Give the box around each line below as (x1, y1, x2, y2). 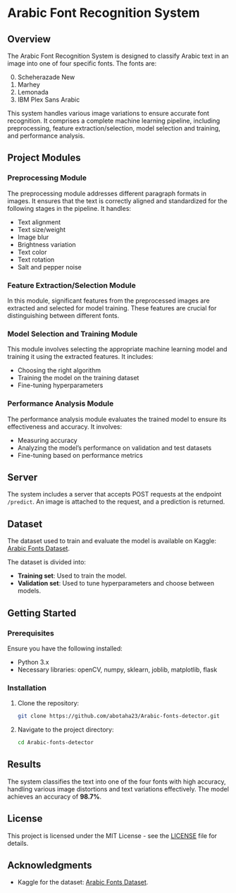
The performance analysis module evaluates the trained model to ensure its (7, 415, 227, 423)
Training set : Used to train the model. (17, 571, 127, 580)
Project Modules (7, 152, 81, 164)
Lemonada (17, 88, 49, 96)
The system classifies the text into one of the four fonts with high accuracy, (7, 777, 226, 786)
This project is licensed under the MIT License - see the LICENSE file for (7, 831, 217, 840)
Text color (17, 248, 47, 256)
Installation (7, 683, 47, 693)
